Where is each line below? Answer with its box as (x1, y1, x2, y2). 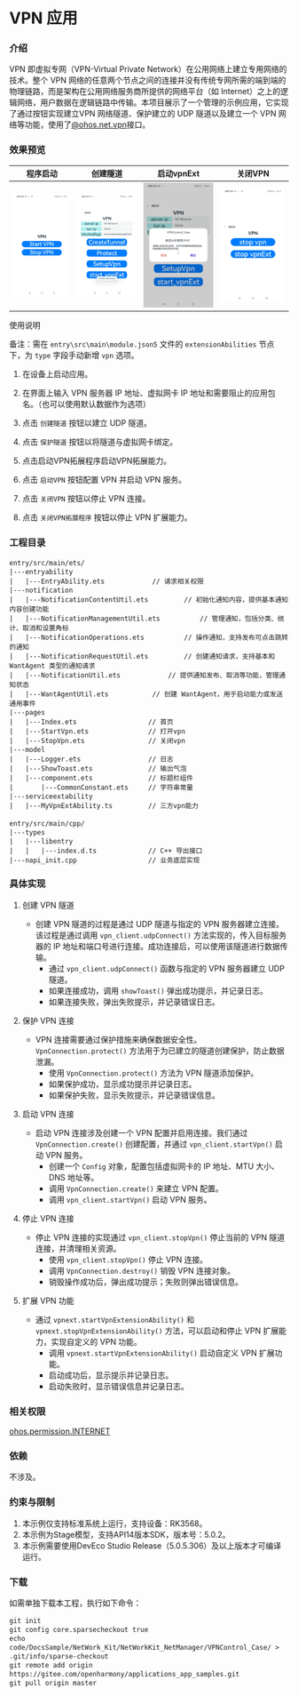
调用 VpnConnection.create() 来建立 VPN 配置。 (48, 1183, 223, 1194)
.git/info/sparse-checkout (9, 1652, 109, 1661)
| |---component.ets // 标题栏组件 (9, 773, 193, 782)
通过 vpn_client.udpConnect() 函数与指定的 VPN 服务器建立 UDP (48, 963, 286, 973)
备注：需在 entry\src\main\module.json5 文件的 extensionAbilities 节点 (9, 339, 275, 349)
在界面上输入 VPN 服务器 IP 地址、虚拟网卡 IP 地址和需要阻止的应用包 (21, 388, 276, 398)
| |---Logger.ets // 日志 (9, 755, 174, 764)
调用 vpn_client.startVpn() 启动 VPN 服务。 (48, 1194, 212, 1204)
